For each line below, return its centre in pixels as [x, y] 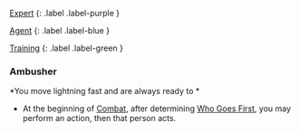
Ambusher [33, 71]
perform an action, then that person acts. [99, 118]
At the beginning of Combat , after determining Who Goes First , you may [157, 108]
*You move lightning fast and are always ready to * [105, 91]
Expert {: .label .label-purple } [65, 13]
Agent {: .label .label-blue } [60, 30]
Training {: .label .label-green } [67, 48]
